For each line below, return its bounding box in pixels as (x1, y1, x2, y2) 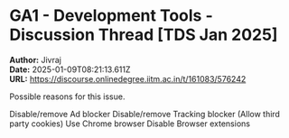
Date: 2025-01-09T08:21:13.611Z (9, 64, 131, 75)
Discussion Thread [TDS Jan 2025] (9, 24, 278, 45)
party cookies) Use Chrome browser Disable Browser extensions (9, 118, 251, 129)
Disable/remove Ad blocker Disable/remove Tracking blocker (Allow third (9, 108, 280, 119)
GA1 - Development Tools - (9, 5, 214, 26)
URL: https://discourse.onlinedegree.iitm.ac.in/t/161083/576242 (9, 73, 247, 84)
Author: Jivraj (9, 54, 61, 65)
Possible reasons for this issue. (9, 91, 126, 102)
